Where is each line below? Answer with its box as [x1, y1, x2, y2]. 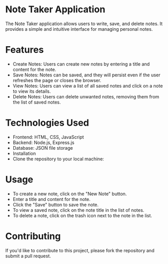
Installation [12, 150, 36, 156]
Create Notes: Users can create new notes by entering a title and [12, 60, 150, 67]
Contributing [5, 230, 61, 242]
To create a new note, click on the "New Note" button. [12, 191, 127, 197]
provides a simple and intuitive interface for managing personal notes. [5, 26, 153, 32]
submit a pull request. [5, 253, 51, 259]
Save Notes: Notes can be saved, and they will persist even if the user [12, 72, 161, 78]
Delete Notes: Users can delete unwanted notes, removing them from [12, 93, 160, 99]
